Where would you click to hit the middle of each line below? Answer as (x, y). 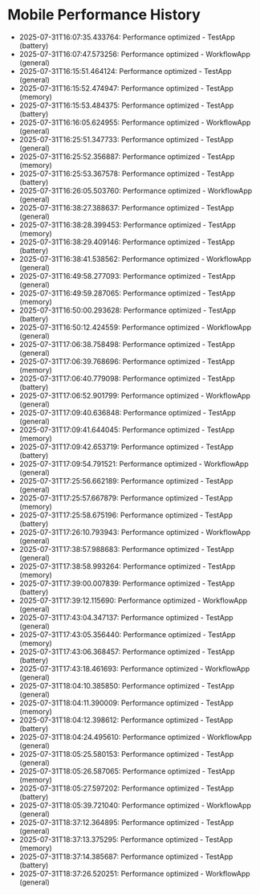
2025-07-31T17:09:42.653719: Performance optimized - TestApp (126, 447)
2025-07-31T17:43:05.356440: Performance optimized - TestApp (127, 634)
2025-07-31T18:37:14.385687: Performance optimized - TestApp (126, 856)
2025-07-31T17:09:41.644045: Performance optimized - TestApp (127, 429)
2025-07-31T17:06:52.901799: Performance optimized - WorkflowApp (134, 395)
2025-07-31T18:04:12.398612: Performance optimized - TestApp (126, 720)
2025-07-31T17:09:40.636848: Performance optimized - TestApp (127, 412)
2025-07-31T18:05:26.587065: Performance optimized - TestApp (127, 771)
